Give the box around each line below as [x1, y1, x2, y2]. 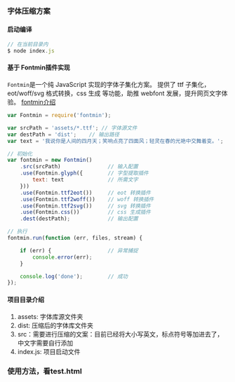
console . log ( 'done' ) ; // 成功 [20, 273, 128, 280]
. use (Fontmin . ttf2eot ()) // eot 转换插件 [20, 189, 151, 196]
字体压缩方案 [7, 6, 51, 15]
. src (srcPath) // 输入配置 [20, 163, 139, 170]
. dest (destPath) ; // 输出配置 [20, 215, 139, 222]
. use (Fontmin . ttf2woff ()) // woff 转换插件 [20, 196, 154, 203]
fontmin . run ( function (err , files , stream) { [7, 235, 142, 242]
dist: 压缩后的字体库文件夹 [17, 321, 93, 329]
